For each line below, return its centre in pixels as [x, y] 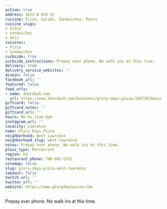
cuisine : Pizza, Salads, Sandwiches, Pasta [51, 19]
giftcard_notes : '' [25, 108]
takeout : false [21, 173]
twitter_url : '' [22, 182]
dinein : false [20, 75]
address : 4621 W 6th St [30, 15]
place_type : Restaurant [30, 150]
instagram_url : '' [24, 122]
